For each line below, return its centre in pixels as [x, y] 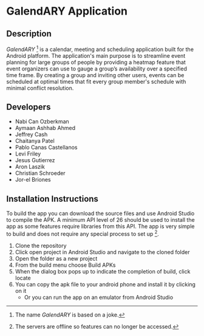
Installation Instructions [53, 199]
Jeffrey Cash [31, 134]
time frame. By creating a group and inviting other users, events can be [95, 75]
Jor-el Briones [33, 180]
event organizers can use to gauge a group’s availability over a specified [97, 69]
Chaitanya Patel [35, 141]
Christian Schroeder [40, 173]
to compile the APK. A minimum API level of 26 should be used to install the [101, 220]
